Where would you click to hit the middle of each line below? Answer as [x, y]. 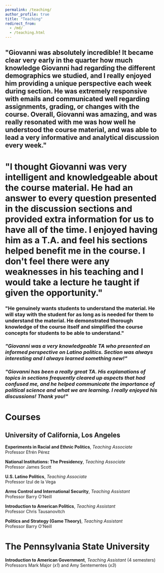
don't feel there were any [57, 261]
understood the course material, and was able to [81, 130]
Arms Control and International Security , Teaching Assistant [68, 491]
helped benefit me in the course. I [75, 251]
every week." [26, 146]
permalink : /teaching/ [28, 10]
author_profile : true [27, 14]
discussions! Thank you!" [37, 397]
